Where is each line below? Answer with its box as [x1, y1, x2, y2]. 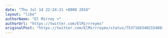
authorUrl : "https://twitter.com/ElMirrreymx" [5, 21, 104, 26]
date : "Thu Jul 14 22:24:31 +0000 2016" [5, 7, 91, 12]
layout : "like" [5, 12, 37, 17]
